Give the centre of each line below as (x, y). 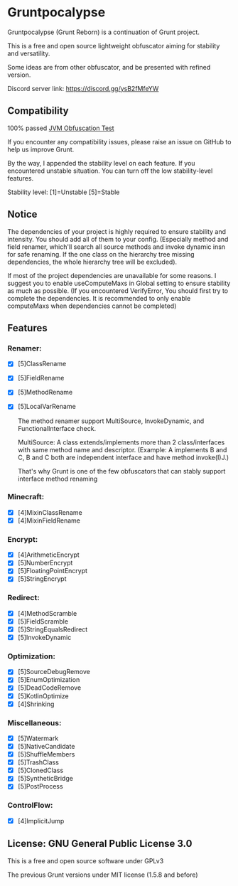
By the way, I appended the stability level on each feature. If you (101, 163)
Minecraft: (26, 497)
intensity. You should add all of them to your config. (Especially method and (118, 239)
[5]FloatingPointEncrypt (52, 571)
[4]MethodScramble (47, 613)
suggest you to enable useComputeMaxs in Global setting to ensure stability (119, 283)
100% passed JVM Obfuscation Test (61, 128)
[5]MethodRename (45, 393)
